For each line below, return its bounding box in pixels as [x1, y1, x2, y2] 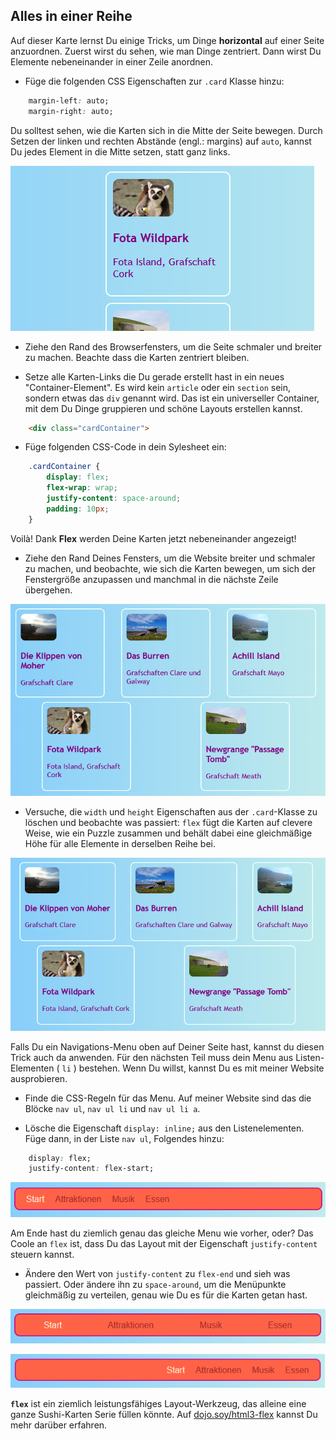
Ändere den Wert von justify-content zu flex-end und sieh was [24, 1268, 291, 1280]
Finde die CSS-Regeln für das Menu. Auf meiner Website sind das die [24, 1092, 312, 1104]
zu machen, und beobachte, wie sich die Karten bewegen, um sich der [24, 562, 317, 574]
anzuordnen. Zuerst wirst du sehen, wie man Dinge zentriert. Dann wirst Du [10, 45, 322, 57]
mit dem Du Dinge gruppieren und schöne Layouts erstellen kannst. [24, 402, 303, 414]
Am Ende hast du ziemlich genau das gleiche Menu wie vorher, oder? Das [10, 1227, 314, 1239]
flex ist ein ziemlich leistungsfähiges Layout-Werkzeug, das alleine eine [10, 1398, 307, 1410]
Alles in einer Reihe [10, 8, 133, 25]
